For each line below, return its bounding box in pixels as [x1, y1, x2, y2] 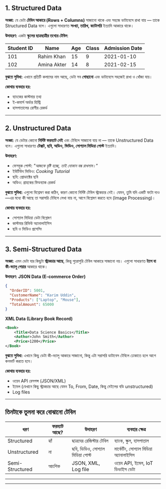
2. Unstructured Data [5, 124, 72, 133]
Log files [12, 389, 31, 395]
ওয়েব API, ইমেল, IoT [114, 459, 153, 466]
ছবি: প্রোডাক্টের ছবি [12, 173, 39, 180]
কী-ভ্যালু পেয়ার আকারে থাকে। [5, 264, 48, 270]
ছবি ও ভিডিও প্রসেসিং [12, 225, 42, 232]
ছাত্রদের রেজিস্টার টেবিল [72, 437, 109, 444]
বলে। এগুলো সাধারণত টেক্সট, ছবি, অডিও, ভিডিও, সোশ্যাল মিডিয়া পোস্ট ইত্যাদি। [5, 143, 118, 149]
